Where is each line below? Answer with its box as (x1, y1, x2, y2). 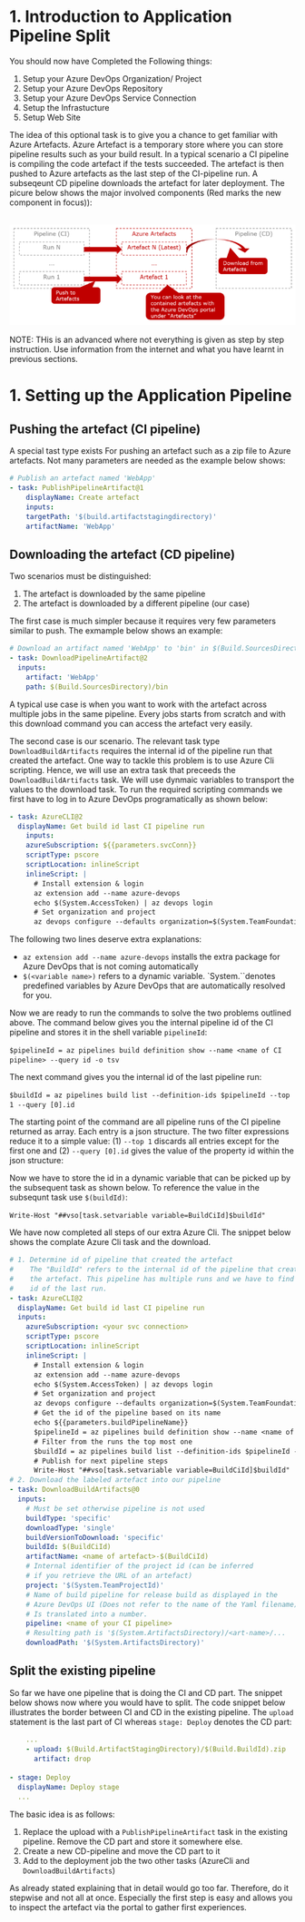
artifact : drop (33, 1754, 92, 1763)
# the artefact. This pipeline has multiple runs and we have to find (9, 1274, 295, 1283)
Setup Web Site (22, 112, 82, 123)
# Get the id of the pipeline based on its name (33, 1408, 221, 1417)
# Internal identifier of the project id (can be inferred (25, 1562, 254, 1571)
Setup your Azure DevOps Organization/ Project (22, 73, 202, 83)
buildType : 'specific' (25, 1514, 112, 1523)
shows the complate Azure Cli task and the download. (9, 1237, 212, 1248)
